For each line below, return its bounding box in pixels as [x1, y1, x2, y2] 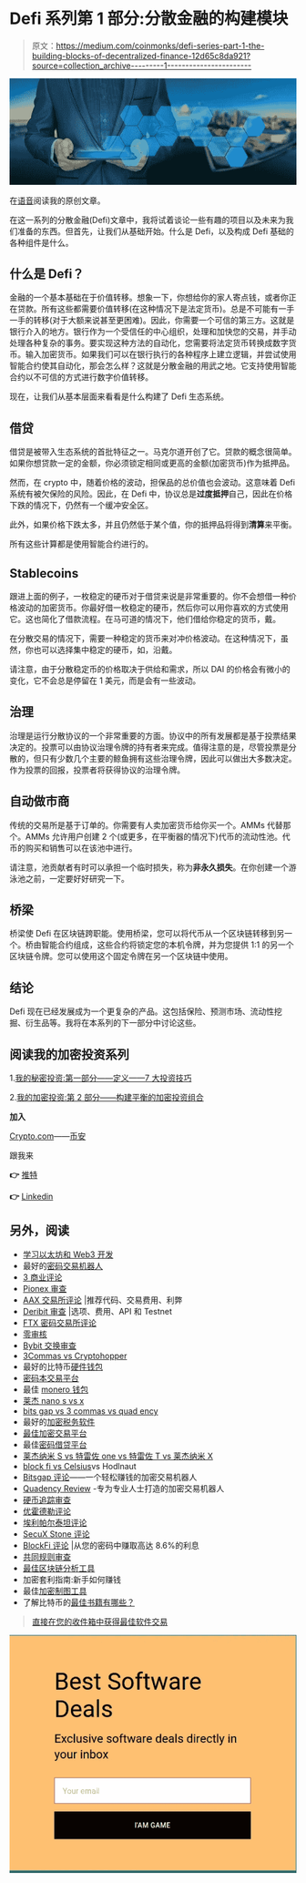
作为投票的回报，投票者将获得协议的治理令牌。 [9, 764, 185, 775]
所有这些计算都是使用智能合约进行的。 [9, 538, 153, 549]
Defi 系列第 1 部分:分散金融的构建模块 [9, 8, 289, 29]
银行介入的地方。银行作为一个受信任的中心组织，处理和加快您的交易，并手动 [9, 326, 297, 337]
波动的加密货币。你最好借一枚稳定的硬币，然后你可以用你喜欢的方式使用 [16, 602, 289, 613]
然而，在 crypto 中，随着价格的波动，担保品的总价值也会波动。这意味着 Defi [9, 477, 296, 488]
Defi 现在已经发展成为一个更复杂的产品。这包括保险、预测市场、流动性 [9, 1006, 275, 1017]
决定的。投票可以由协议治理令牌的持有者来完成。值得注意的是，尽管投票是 [9, 742, 289, 752]
